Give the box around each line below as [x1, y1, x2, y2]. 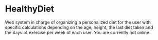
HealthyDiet [5, 3, 54, 14]
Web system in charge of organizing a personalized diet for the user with [5, 19, 151, 25]
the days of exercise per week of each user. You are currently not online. [5, 29, 151, 35]
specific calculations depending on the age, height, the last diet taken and [5, 24, 153, 30]
